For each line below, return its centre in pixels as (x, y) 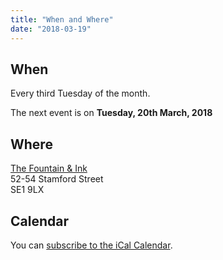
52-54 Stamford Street (57, 179)
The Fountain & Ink (49, 168)
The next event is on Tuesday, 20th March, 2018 (111, 113)
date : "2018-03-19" (51, 29)
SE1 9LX (27, 190)
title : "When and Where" (62, 19)
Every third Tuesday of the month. (80, 93)
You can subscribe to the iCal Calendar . (91, 245)
